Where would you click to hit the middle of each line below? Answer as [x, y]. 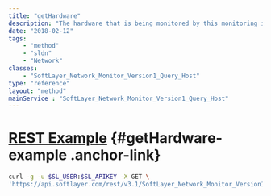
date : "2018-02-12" [41, 31]
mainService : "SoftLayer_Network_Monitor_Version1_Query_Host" [119, 98]
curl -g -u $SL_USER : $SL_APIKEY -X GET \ [79, 177]
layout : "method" [38, 91]
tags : [17, 38]
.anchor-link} [115, 155]
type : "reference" [39, 83]
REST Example [58, 138]
